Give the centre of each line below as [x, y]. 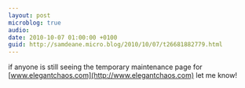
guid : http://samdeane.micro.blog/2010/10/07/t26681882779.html [115, 45]
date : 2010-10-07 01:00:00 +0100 [63, 37]
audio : [19, 30]
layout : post [29, 15]
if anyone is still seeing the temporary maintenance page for [105, 67]
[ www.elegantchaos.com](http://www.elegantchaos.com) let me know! [123, 75]
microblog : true [35, 23]
